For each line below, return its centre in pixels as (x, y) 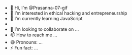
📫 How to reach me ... (34, 35)
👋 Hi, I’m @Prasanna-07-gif (39, 8)
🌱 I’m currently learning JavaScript (46, 18)
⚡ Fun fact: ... (24, 48)
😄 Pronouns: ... (26, 42)
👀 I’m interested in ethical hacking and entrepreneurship (69, 13)
